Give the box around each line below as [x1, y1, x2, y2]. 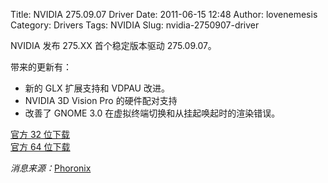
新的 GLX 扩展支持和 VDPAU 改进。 [24, 82, 170, 94]
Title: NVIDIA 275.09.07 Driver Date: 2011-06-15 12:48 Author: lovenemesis [10, 9, 318, 20]
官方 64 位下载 [10, 141, 71, 153]
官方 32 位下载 [10, 129, 71, 140]
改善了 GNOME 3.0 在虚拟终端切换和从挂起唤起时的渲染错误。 [24, 107, 281, 119]
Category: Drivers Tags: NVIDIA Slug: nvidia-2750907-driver [10, 19, 260, 31]
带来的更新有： [10, 61, 72, 73]
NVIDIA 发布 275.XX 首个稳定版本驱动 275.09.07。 [10, 40, 217, 51]
